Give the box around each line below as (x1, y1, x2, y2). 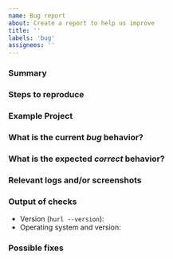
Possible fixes (8, 242, 64, 253)
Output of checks (8, 196, 77, 207)
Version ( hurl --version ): (19, 214, 105, 223)
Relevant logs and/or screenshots (8, 175, 142, 186)
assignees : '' (8, 41, 56, 49)
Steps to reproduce (8, 88, 85, 100)
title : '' (8, 26, 41, 34)
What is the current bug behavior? (8, 131, 144, 143)
